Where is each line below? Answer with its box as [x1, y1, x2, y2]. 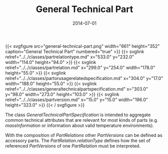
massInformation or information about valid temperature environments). [5, 122, 154, 128]
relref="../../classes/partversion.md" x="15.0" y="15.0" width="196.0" [5, 97, 148, 103]
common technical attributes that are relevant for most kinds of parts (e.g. [5, 117, 158, 123]
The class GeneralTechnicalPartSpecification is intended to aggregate [5, 112, 151, 118]
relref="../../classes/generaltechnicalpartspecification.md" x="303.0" [5, 86, 148, 92]
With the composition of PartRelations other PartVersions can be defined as [5, 132, 162, 138]
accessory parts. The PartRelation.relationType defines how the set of [5, 137, 151, 143]
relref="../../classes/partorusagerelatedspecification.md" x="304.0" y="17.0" [5, 75, 163, 81]
